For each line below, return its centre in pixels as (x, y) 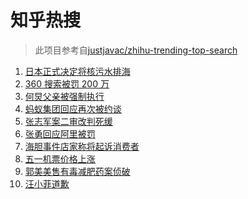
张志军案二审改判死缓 (68, 121)
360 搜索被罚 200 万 (67, 83)
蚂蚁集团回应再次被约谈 (73, 108)
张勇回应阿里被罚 (60, 133)
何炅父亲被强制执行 (64, 96)
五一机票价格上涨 (60, 158)
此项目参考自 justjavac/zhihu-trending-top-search (136, 50)
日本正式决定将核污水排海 (77, 71)
